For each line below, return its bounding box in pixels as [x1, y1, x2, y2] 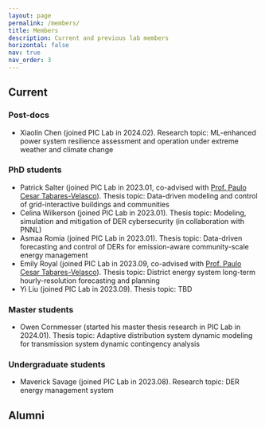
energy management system [19, 386, 114, 395]
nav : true [8, 49, 41, 57]
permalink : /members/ [8, 19, 80, 27]
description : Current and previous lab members [8, 33, 170, 42]
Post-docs [8, 109, 50, 120]
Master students [8, 304, 74, 315]
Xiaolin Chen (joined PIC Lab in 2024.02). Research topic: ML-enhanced [19, 128, 257, 137]
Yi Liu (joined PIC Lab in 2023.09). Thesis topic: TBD [19, 284, 193, 293]
